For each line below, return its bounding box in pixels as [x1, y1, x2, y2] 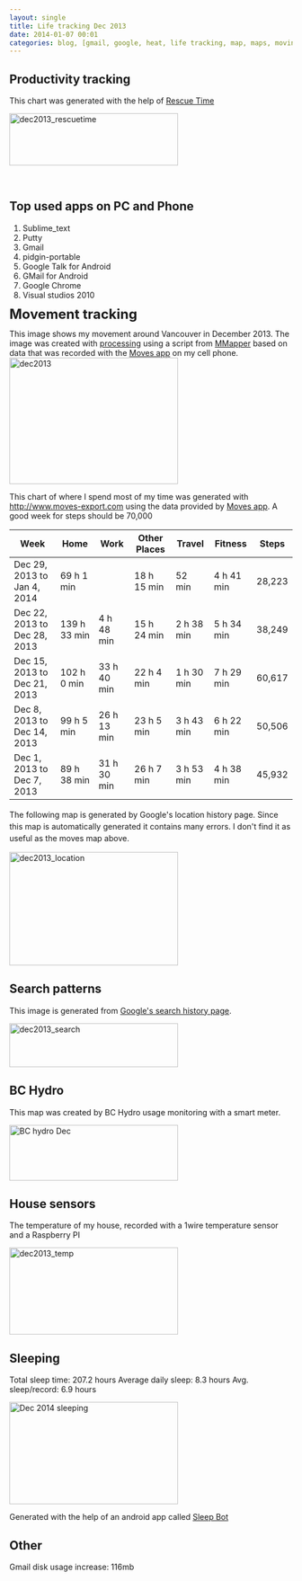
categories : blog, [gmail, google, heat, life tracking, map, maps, [9, 38, 271, 48]
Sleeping [9, 1350, 60, 1366]
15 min [134, 581, 164, 593]
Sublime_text [22, 222, 71, 234]
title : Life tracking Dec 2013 [9, 22, 127, 31]
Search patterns [9, 981, 102, 997]
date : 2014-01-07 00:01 [9, 30, 99, 39]
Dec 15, [13, 654, 48, 667]
